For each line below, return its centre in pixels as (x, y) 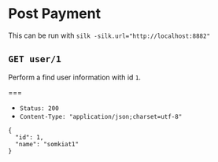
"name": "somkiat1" (47, 144)
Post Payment (54, 14)
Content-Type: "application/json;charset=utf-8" (101, 116)
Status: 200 (39, 108)
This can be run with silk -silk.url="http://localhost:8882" (109, 35)
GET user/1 (35, 59)
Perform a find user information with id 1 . (75, 77)
